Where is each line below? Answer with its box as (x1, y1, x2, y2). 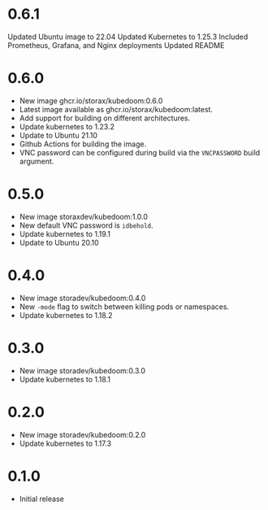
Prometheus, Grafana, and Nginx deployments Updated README (7, 40, 225, 50)
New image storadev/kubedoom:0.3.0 (19, 365, 146, 375)
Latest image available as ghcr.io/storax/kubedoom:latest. (19, 104, 213, 114)
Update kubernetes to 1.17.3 (19, 438, 111, 448)
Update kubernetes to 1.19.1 (19, 229, 111, 238)
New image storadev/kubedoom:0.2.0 (19, 429, 146, 439)
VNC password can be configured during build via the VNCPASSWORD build (19, 147, 261, 157)
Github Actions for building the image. (19, 139, 147, 149)
